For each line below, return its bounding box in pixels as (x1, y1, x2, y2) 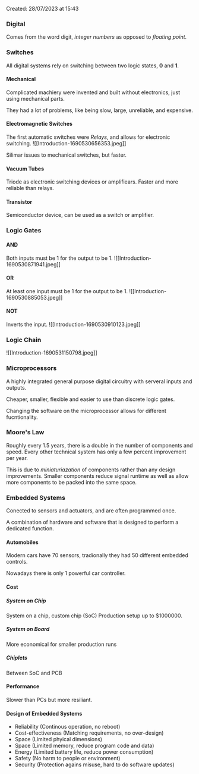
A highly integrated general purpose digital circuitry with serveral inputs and (6, 378, 192, 385)
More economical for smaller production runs (6, 641, 117, 648)
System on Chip (6, 597, 46, 604)
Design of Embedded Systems (6, 710, 83, 717)
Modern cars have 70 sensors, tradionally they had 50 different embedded (6, 552, 189, 559)
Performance (6, 683, 40, 690)
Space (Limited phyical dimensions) (14, 736, 103, 743)
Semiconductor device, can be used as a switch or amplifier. (6, 212, 154, 219)
